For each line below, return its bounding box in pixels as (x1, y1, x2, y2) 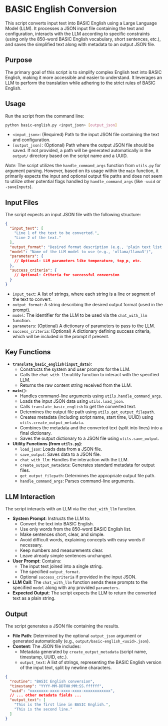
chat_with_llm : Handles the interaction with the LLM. (19, 457, 129, 463)
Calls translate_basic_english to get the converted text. (19, 404, 136, 410)
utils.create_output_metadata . (19, 419, 84, 426)
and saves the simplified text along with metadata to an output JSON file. (5, 41, 155, 47)
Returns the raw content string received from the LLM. (19, 382, 132, 388)
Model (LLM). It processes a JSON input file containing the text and (5, 25, 144, 31)
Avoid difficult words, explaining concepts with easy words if (19, 537, 145, 543)
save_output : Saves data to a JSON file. (19, 451, 101, 457)
